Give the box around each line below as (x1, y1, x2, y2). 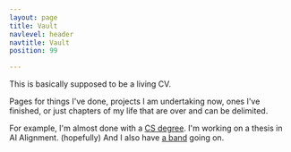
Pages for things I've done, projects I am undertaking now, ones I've (9, 96, 261, 107)
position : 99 (9, 46, 58, 55)
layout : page (9, 13, 58, 22)
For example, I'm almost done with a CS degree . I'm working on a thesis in (9, 122, 283, 134)
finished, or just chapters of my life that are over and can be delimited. (9, 106, 269, 116)
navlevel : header (9, 30, 74, 38)
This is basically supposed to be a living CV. (9, 79, 172, 89)
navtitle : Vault (9, 38, 70, 47)
